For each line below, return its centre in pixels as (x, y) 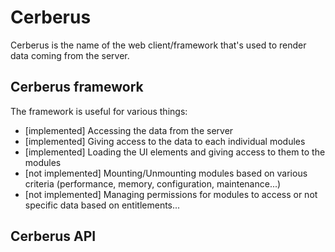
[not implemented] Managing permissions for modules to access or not (171, 194)
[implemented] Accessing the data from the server (129, 130)
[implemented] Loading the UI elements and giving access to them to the (175, 152)
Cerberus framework (77, 87)
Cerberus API (53, 236)
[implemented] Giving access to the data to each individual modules (165, 141)
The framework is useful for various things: (99, 111)
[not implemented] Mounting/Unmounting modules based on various (166, 173)
